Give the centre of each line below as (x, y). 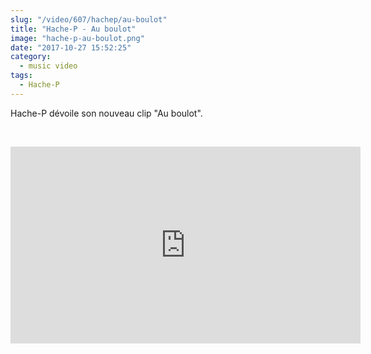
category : (31, 57)
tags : (21, 76)
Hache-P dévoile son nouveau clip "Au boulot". (106, 113)
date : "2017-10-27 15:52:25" (71, 47)
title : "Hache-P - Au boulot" (73, 29)
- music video (48, 66)
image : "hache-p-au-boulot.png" (77, 38)
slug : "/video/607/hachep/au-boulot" (89, 19)
